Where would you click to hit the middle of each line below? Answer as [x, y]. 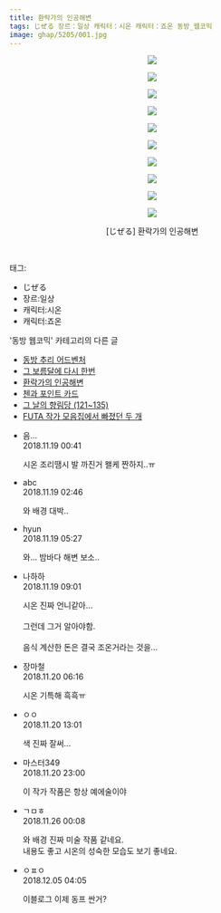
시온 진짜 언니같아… [58, 605]
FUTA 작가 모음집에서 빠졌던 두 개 [82, 417]
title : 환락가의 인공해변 [51, 18]
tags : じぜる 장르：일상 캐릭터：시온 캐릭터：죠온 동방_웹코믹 [111, 26]
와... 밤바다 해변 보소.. [61, 557]
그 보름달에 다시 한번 [59, 371]
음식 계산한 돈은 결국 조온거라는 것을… [90, 648]
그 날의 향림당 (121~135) [65, 405]
